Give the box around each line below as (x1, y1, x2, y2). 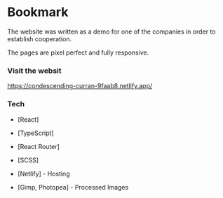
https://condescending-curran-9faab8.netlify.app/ (7, 82, 153, 90)
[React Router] (17, 142, 60, 150)
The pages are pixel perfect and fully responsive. (7, 48, 149, 57)
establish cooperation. (7, 34, 72, 43)
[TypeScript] (17, 129, 54, 137)
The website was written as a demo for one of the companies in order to (7, 27, 216, 36)
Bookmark (7, 4, 69, 20)
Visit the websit (7, 66, 62, 76)
